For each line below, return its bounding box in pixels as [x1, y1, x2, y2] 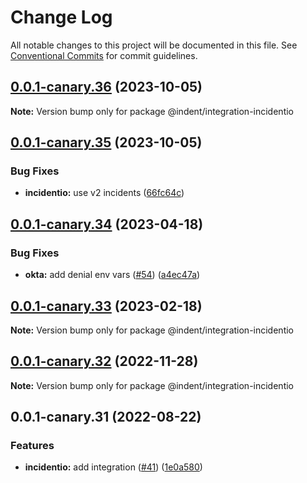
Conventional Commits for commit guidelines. [10, 49, 198, 61]
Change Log [10, 6, 113, 29]
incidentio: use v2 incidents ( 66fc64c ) [24, 187, 185, 199]
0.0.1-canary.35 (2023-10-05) [10, 134, 203, 151]
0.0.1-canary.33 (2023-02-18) [10, 297, 203, 315]
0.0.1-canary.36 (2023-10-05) [10, 79, 203, 96]
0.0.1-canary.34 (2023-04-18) [10, 216, 204, 233]
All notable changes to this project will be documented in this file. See [10, 39, 298, 51]
